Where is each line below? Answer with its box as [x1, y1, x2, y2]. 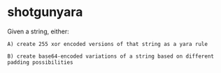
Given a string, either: [7, 27, 70, 35]
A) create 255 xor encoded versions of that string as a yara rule [7, 40, 208, 47]
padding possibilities [7, 58, 73, 66]
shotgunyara [7, 4, 83, 20]
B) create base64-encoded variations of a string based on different [7, 53, 215, 60]
